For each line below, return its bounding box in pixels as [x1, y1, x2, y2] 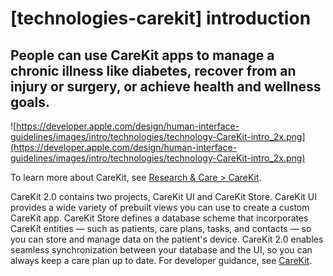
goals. [10, 93, 51, 111]
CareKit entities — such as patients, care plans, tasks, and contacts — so [10, 223, 312, 234]
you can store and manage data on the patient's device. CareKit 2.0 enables [10, 233, 324, 245]
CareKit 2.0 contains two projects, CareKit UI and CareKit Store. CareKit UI [10, 191, 318, 202]
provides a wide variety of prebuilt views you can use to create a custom [10, 202, 310, 213]
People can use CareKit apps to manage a [10, 47, 275, 64]
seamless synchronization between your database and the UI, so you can [10, 244, 313, 256]
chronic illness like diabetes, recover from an [10, 62, 297, 79]
